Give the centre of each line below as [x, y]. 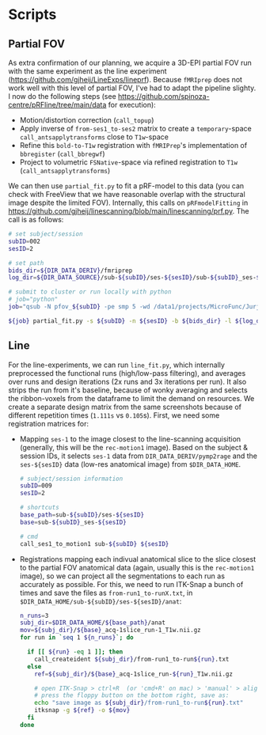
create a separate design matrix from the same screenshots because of [125, 407]
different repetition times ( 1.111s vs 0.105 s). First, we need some [114, 415]
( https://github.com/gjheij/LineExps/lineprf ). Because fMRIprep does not [125, 80]
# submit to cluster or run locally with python [90, 292]
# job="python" [33, 299]
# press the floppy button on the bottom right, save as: [132, 695]
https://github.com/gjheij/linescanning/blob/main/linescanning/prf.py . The [129, 211]
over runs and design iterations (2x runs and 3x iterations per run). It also [127, 381]
